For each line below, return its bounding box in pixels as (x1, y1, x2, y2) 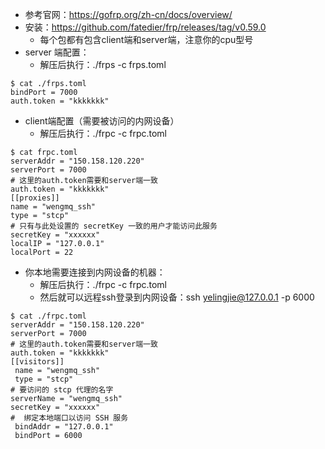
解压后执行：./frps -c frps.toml (39, 59, 167, 70)
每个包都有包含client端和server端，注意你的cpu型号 (39, 34, 254, 45)
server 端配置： (24, 46, 90, 58)
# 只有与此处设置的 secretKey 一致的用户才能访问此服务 (10, 221, 218, 231)
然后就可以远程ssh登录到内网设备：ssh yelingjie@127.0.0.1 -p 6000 (39, 291, 315, 303)
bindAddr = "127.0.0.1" (14, 422, 114, 432)
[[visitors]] (10, 357, 65, 367)
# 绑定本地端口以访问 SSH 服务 (10, 413, 129, 423)
